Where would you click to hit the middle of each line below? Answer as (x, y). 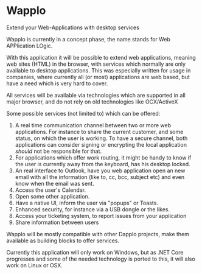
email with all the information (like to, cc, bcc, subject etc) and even (100, 177)
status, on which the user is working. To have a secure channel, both (101, 138)
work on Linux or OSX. (34, 265)
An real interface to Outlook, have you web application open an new (100, 170)
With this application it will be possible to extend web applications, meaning (101, 57)
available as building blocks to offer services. (63, 241)
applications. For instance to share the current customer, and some (99, 132)
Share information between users (57, 222)
